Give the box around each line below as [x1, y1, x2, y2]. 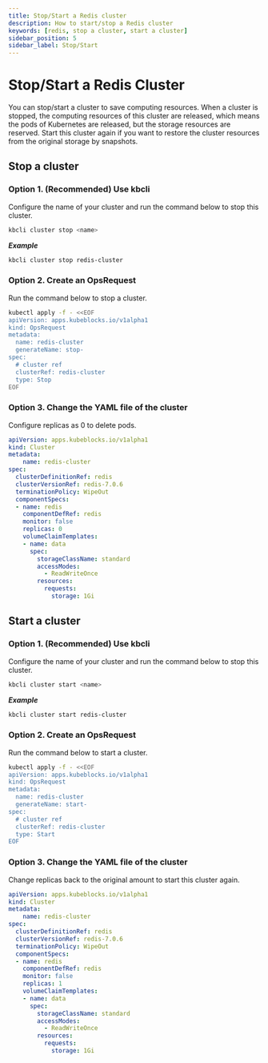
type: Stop [15, 376, 52, 384]
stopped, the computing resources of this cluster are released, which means [8, 111, 260, 121]
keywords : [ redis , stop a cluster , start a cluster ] [8, 26, 188, 34]
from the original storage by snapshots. [8, 137, 138, 147]
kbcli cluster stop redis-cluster [8, 256, 124, 264]
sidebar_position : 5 [8, 34, 78, 42]
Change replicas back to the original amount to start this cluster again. [8, 875, 240, 884]
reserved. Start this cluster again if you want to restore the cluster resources [8, 128, 260, 138]
